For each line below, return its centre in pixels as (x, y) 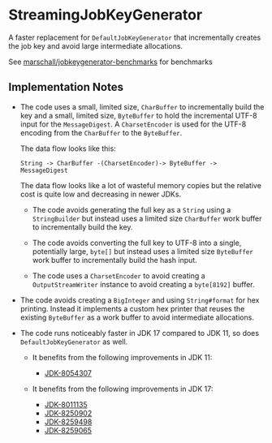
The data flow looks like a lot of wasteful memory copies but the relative (141, 185)
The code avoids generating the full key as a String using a (132, 209)
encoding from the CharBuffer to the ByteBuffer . (101, 132)
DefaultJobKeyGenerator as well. (74, 342)
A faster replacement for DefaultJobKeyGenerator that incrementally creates (135, 37)
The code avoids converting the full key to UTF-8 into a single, (137, 243)
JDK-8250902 (68, 413)
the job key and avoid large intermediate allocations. (96, 45)
